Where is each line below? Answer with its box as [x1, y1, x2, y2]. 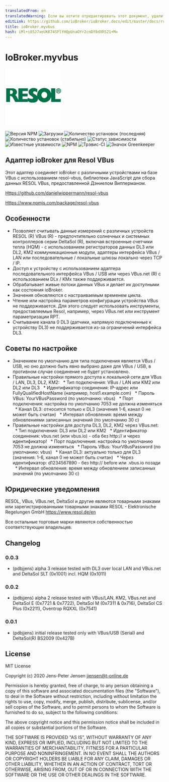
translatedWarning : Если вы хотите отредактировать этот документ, [5, 13, 150, 19]
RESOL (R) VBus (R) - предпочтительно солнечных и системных [12, 233, 150, 239]
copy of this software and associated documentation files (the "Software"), [5, 688, 161, 694]
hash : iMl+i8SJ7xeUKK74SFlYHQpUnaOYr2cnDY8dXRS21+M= [5, 29, 118, 35]
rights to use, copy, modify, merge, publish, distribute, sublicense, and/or [5, 699, 157, 705]
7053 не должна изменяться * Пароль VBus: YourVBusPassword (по [12, 443, 161, 449]
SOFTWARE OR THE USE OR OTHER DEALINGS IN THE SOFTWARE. [5, 772, 146, 778]
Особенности [5, 215, 50, 223]
